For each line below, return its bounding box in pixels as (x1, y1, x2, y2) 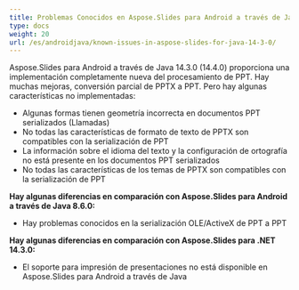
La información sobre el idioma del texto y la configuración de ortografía (21, 146, 287, 157)
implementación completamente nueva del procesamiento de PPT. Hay (9, 72, 270, 83)
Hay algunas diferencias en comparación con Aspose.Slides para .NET (9, 235, 276, 246)
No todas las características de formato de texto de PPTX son (21, 126, 249, 138)
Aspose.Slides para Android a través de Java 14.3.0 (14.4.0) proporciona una (9, 62, 290, 73)
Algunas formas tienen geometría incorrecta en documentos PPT (21, 108, 261, 118)
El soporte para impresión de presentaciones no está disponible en (21, 262, 269, 272)
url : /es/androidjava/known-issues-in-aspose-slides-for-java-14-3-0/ (9, 37, 277, 47)
